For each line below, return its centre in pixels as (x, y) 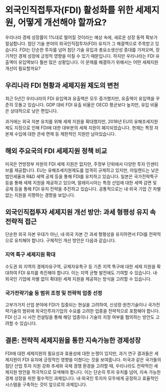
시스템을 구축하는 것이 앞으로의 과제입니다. (46, 384)
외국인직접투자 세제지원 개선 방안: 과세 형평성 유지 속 (81, 212)
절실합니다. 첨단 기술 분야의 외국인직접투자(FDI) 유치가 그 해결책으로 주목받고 (80, 43)
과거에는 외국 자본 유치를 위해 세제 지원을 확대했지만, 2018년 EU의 (69, 121)
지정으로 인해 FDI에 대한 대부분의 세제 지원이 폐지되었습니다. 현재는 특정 (84, 128)
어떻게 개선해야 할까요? (62, 23)
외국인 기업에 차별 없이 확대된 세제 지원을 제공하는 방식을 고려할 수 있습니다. (79, 279)
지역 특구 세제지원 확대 (30, 255)
